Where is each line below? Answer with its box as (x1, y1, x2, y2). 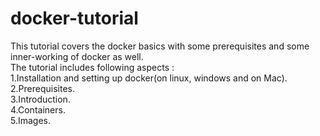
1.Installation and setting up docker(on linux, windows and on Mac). (10, 72, 288, 84)
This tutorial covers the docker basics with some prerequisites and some (10, 40, 310, 52)
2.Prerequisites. (10, 82, 75, 94)
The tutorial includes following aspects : (10, 61, 175, 73)
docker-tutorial (10, 7, 139, 30)
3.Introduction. (10, 93, 71, 105)
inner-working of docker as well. (10, 50, 144, 62)
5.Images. (10, 114, 52, 126)
